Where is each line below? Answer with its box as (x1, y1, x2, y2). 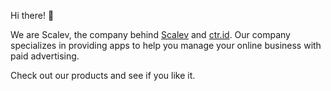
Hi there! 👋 (10, 10, 55, 21)
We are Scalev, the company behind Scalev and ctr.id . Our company (10, 29, 291, 40)
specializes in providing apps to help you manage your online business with (10, 40, 322, 51)
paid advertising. (10, 50, 80, 62)
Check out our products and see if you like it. (10, 70, 196, 81)
